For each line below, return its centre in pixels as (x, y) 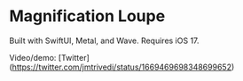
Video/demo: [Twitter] (50, 57)
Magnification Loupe (87, 16)
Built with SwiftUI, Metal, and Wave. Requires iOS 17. (104, 40)
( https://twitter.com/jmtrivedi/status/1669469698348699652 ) (122, 67)
